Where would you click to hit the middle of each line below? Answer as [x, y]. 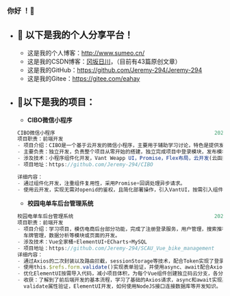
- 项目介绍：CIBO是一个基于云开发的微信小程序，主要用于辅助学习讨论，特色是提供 [118, 146]
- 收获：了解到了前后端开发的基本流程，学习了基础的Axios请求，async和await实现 [119, 280]
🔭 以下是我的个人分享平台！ [75, 35]
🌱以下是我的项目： [56, 102]
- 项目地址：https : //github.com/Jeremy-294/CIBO [85, 164]
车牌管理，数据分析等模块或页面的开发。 [72, 236]
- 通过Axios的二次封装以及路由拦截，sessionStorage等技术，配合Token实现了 [115, 261]
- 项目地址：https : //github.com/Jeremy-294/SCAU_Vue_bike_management [116, 248]
